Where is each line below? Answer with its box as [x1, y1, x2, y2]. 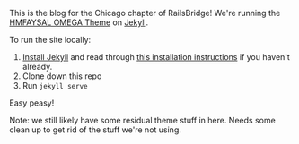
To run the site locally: [9, 35, 92, 45]
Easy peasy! [9, 97, 55, 108]
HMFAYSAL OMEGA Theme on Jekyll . [9, 17, 149, 28]
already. [22, 62, 53, 72]
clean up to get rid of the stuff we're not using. [9, 124, 181, 135]
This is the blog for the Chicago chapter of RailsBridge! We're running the [9, 8, 281, 18]
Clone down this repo [22, 71, 102, 81]
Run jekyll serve [22, 80, 88, 90]
